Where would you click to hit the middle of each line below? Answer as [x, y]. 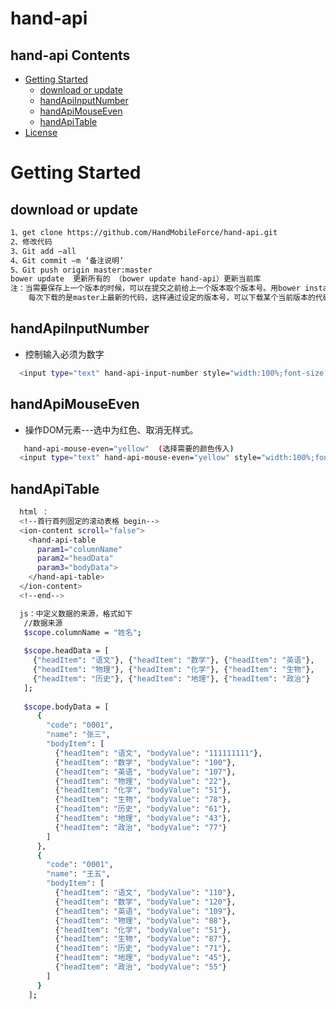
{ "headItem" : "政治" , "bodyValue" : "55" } [141, 967]
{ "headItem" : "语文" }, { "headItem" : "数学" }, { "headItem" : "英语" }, [173, 660]
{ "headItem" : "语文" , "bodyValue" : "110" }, [145, 893]
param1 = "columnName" [79, 549]
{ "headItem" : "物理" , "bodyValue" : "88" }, [143, 920]
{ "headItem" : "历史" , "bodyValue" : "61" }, [143, 809]
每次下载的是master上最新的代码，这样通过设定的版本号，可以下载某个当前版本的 [172, 298]
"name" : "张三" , [78, 735]
